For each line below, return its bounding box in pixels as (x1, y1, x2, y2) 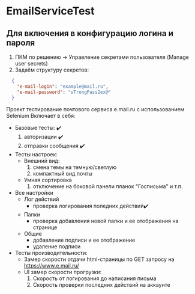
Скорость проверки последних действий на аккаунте (32, 281, 171, 288)
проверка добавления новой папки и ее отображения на (32, 217, 179, 224)
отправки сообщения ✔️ (23, 142, 85, 149)
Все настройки (14, 189, 54, 196)
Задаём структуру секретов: (14, 66, 89, 73)
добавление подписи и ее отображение (32, 236, 136, 243)
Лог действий (23, 195, 59, 203)
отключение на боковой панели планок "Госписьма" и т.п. (32, 182, 183, 190)
